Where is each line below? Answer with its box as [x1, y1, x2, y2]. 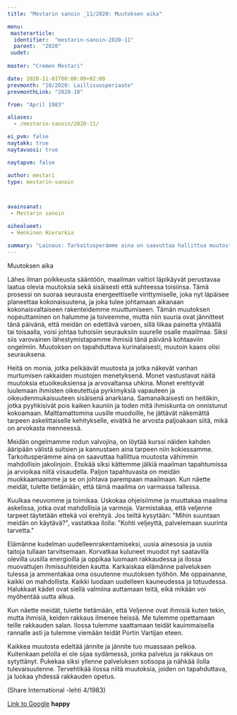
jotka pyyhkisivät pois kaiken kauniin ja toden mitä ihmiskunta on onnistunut [7, 401, 228, 409]
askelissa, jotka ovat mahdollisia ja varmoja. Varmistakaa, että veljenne [7, 503, 213, 512]
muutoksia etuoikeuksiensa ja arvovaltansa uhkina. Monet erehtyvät [7, 378, 205, 387]
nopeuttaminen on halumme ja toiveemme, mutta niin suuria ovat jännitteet [7, 312, 224, 321]
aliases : [7, 114, 33, 121]
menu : [7, 23, 23, 30]
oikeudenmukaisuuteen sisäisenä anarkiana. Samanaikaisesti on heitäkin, [7, 393, 220, 402]
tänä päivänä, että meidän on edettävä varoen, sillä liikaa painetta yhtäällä [7, 320, 221, 328]
